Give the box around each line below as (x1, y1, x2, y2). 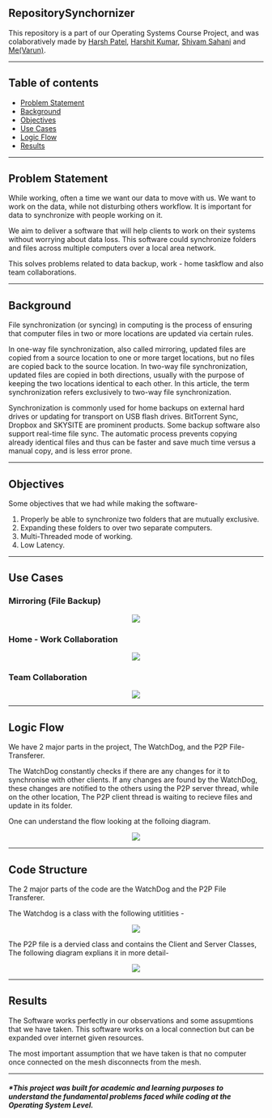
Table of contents (8, 76, 99, 90)
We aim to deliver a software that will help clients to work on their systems (8, 226, 257, 236)
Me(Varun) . (8, 45, 46, 55)
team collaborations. (8, 267, 77, 278)
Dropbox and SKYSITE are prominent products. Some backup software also (8, 420, 261, 430)
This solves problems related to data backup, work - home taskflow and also (8, 259, 264, 269)
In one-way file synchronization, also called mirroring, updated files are (8, 344, 246, 355)
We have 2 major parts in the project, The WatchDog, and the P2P (8, 742, 228, 752)
